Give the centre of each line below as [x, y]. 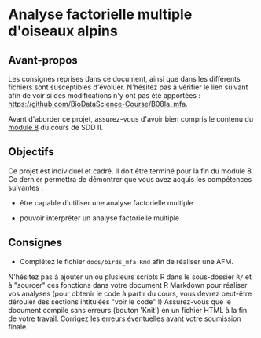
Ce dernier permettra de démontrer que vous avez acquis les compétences [130, 179]
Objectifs [31, 152]
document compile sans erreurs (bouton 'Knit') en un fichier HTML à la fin [128, 310]
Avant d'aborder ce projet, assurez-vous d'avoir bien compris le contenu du [131, 119]
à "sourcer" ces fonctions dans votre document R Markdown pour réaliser [128, 285]
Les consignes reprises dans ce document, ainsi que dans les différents [125, 79]
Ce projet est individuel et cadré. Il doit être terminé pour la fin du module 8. [131, 171]
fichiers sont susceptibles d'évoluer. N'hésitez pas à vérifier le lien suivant [128, 87]
